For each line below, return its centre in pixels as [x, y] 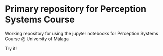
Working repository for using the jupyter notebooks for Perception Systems [81, 33]
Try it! [11, 48]
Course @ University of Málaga [37, 39]
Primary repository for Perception [76, 9]
